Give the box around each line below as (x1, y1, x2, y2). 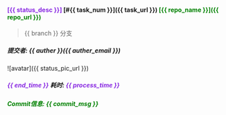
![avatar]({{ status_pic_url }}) (7, 64, 89, 73)
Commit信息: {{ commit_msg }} (7, 100, 99, 108)
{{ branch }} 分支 (24, 29, 73, 37)
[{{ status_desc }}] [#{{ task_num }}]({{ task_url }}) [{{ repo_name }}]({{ (7, 6, 219, 14)
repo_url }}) (7, 12, 42, 21)
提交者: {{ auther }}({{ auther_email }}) (7, 46, 121, 55)
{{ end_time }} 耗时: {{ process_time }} (7, 80, 120, 89)
